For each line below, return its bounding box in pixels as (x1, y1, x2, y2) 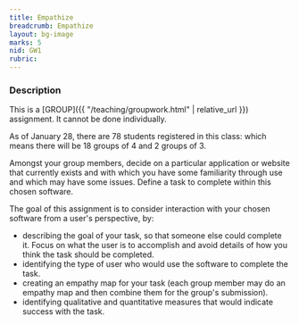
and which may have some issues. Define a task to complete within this (9, 177, 272, 187)
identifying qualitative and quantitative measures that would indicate (21, 296, 274, 308)
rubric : (9, 54, 38, 63)
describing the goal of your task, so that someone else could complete (21, 230, 283, 241)
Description (9, 84, 62, 96)
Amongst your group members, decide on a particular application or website (9, 158, 290, 169)
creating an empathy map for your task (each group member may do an (21, 278, 286, 288)
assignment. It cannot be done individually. (9, 113, 167, 125)
